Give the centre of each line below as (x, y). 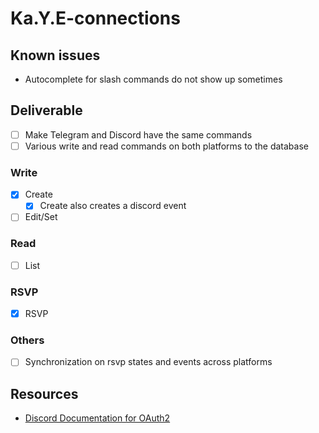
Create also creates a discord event (113, 206)
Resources (44, 393)
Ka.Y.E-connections (95, 18)
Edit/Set (41, 217)
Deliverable (46, 110)
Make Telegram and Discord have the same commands (138, 134)
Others (27, 340)
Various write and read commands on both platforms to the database (166, 146)
